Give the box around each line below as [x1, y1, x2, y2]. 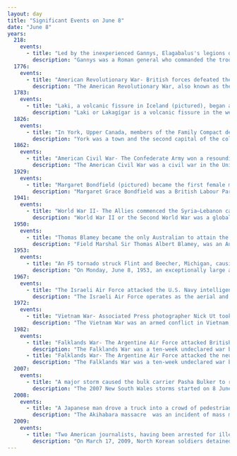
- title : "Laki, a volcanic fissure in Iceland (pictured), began [25, 103, 226, 110]
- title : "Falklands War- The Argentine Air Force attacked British [25, 339, 232, 346]
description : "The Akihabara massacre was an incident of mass [32, 411, 226, 419]
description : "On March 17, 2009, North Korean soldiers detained [32, 438, 232, 445]
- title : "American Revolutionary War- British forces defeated [25, 76, 219, 83]
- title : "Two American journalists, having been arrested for [25, 431, 217, 438]
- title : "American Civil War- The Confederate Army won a [25, 155, 203, 163]
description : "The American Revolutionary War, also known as [32, 83, 219, 90]
